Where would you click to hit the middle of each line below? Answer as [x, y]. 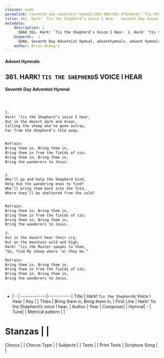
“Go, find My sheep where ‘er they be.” [47, 251]
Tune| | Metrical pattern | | [38, 312]
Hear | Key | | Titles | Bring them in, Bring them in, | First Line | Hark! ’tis [84, 301]
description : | [29, 28]
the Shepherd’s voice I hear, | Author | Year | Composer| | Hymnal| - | [82, 307]
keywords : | [27, 37]
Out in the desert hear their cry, [41, 238]
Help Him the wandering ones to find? [44, 184]
